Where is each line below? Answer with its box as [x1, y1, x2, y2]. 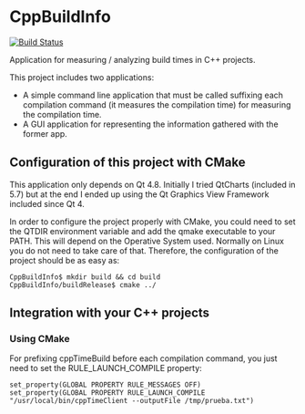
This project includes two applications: [9, 71, 155, 83]
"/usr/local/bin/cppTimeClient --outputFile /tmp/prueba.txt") [9, 397, 255, 406]
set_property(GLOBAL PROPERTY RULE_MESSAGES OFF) [9, 380, 202, 389]
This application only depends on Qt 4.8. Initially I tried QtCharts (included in [9, 179, 296, 190]
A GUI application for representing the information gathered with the [22, 119, 280, 129]
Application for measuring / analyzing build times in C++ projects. [9, 54, 257, 65]
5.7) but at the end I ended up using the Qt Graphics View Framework [9, 189, 270, 200]
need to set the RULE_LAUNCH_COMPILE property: [9, 363, 202, 374]
